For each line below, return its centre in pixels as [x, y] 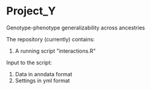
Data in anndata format [43, 74]
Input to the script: [29, 62]
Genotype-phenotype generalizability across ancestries [75, 28]
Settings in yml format [43, 80]
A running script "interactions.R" [55, 51]
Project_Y [31, 11]
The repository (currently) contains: [50, 39]
